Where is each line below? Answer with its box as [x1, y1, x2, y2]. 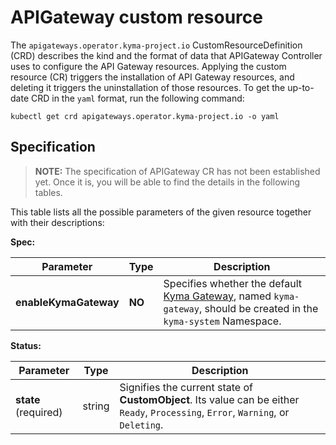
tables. [34, 186, 63, 198]
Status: [10, 339, 42, 351]
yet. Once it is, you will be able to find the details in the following [34, 176, 300, 188]
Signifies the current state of [119, 380, 253, 394]
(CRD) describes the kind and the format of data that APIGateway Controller [10, 49, 323, 61]
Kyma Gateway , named [163, 289, 272, 303]
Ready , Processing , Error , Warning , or [119, 405, 290, 419]
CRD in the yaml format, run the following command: [30, 92, 245, 104]
